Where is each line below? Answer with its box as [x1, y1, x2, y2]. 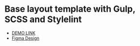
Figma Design [11, 35, 40, 41]
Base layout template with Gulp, [4, 3, 136, 15]
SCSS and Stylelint [4, 14, 82, 25]
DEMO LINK [11, 30, 36, 36]
